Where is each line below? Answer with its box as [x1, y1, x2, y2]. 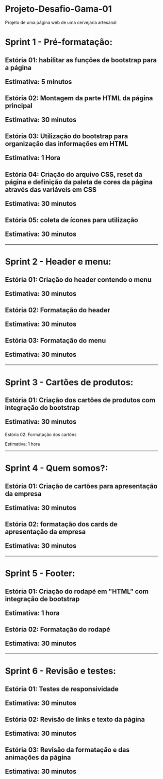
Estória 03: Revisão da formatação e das [5, 746, 130, 754]
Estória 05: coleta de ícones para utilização [5, 216, 138, 224]
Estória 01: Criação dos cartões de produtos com [5, 396, 156, 404]
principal [5, 101, 33, 110]
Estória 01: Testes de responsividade [5, 685, 119, 693]
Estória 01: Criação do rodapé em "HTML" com [5, 587, 149, 596]
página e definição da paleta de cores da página [5, 178, 153, 186]
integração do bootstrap [5, 404, 80, 412]
